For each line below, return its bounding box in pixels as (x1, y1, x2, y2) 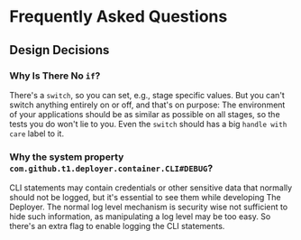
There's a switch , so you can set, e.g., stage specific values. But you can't (9, 89, 286, 100)
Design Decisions (9, 42, 110, 58)
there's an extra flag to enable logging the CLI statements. (9, 221, 225, 232)
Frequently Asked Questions (9, 6, 228, 27)
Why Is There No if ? (9, 69, 101, 82)
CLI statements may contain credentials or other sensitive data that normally (9, 182, 293, 193)
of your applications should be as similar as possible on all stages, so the (9, 108, 281, 119)
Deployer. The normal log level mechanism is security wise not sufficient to (9, 201, 288, 213)
